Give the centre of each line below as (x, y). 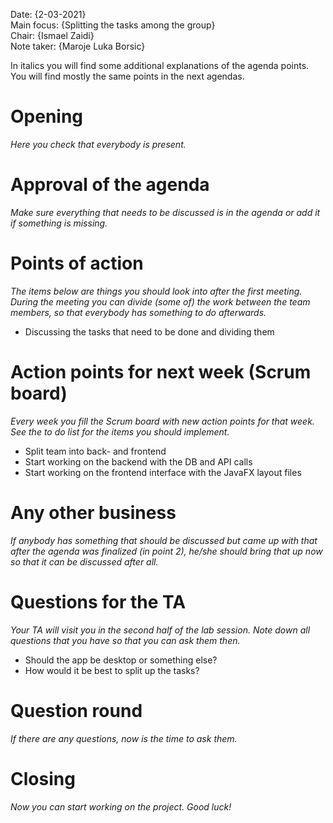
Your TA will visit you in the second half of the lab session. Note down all (160, 630)
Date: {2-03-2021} (48, 14)
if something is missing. (59, 223)
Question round (76, 710)
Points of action (77, 263)
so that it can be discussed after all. (84, 561)
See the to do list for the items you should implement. (120, 431)
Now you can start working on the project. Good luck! (121, 806)
